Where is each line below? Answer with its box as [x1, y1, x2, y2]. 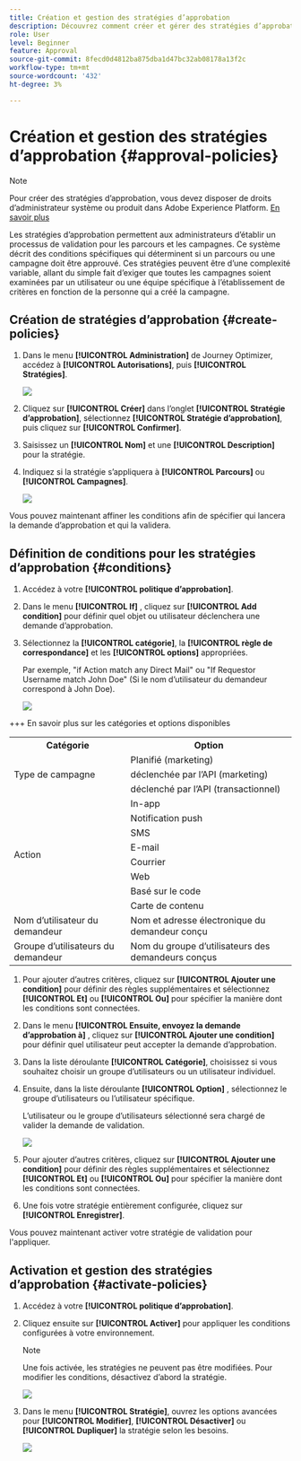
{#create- [221, 311, 278, 328]
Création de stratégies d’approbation [9, 311, 219, 328]
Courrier [130, 856, 166, 869]
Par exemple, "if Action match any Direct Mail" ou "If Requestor [21, 665, 256, 676]
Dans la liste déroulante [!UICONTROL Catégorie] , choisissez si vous [21, 1056, 278, 1068]
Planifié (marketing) [130, 754, 214, 766]
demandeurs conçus [130, 951, 218, 964]
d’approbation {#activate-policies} [9, 1276, 208, 1292]
